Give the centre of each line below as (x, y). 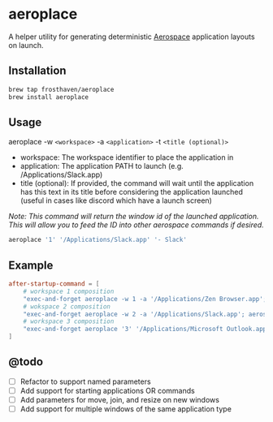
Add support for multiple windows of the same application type (126, 409)
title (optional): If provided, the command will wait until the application (137, 183)
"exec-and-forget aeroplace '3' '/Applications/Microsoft (123, 329)
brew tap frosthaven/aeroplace (61, 89)
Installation (37, 71)
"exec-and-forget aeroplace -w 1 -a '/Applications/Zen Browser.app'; (145, 299)
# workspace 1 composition (69, 291)
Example (31, 265)
